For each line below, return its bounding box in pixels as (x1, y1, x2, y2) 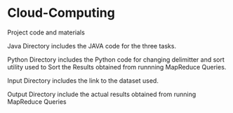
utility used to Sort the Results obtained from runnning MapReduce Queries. (7, 62, 227, 71)
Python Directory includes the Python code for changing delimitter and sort (7, 55, 225, 64)
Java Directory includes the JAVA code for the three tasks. (7, 41, 177, 50)
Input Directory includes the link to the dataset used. (7, 76, 159, 85)
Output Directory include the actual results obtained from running (7, 90, 197, 98)
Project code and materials (7, 28, 86, 36)
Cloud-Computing (7, 5, 116, 21)
